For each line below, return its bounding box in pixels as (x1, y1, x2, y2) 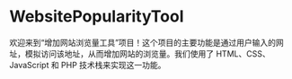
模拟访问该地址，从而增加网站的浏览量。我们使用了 (24, 48, 214, 59)
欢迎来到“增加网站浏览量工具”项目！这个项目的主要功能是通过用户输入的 (9, 37, 277, 48)
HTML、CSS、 (215, 48, 271, 59)
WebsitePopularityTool (9, 6, 184, 27)
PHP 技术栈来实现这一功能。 (61, 59, 166, 70)
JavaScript (9, 59, 49, 70)
